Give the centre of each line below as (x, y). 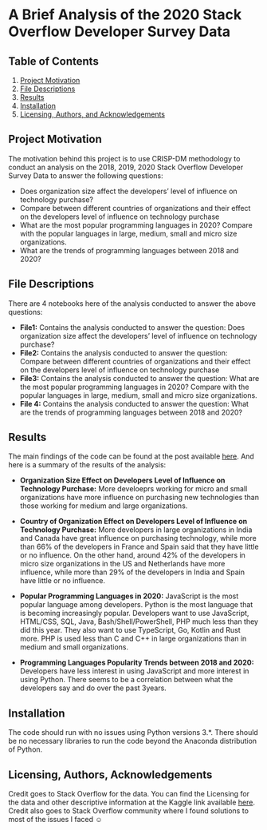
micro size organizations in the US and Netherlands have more (122, 564)
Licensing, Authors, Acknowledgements (110, 774)
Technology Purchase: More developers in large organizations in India (136, 530)
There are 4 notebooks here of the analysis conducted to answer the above (132, 303)
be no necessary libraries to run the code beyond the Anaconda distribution (133, 741)
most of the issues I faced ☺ (55, 820)
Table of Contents (54, 61)
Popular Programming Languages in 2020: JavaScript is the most (129, 596)
